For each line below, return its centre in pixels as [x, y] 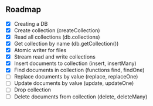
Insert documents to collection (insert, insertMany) [75, 63]
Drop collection [32, 90]
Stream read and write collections [55, 57]
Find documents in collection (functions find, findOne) [79, 70]
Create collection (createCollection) [57, 30]
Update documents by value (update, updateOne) [74, 83]
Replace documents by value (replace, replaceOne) [76, 77]
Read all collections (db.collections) [57, 37]
